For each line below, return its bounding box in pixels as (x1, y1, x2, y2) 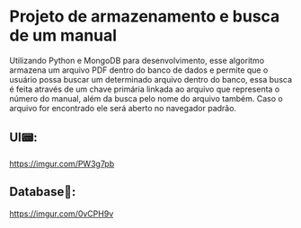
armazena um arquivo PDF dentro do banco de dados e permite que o (9, 65, 269, 75)
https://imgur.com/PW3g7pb (9, 158, 115, 169)
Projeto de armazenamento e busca (9, 6, 280, 27)
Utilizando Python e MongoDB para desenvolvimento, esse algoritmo (9, 55, 265, 66)
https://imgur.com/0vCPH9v (9, 208, 114, 219)
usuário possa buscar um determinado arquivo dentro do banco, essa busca (9, 74, 293, 84)
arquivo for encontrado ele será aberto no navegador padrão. (9, 102, 236, 113)
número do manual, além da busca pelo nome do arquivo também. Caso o (9, 92, 283, 104)
